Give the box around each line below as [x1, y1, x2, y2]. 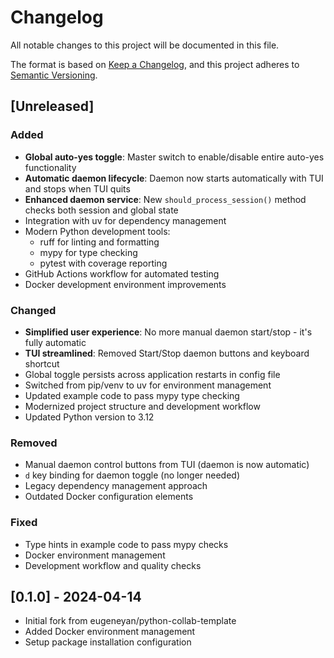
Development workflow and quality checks [24, 559, 202, 571]
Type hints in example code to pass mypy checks [24, 538, 229, 550]
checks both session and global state [24, 204, 179, 216]
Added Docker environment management [24, 626, 196, 638]
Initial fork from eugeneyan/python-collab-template [24, 615, 237, 627]
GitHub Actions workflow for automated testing [24, 267, 220, 280]
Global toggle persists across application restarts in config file [24, 368, 281, 380]
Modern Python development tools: [24, 225, 171, 237]
